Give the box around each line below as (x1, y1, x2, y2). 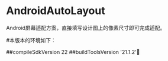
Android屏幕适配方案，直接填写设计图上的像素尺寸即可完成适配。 (6, 24, 166, 31)
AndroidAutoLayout (6, 4, 105, 18)
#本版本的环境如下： (6, 36, 56, 43)
